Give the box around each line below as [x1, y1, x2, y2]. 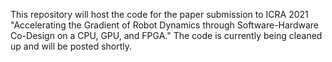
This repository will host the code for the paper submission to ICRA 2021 [10, 9, 309, 20]
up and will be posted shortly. [10, 40, 133, 52]
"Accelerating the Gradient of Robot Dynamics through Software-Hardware [10, 19, 320, 31]
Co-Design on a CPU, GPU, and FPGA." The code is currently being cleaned [10, 30, 323, 41]
